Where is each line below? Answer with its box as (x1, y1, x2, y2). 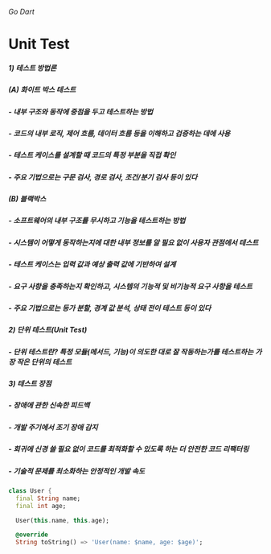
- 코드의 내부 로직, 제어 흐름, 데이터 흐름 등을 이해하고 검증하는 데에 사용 (8, 128, 231, 138)
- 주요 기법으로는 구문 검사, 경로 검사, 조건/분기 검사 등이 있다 (8, 172, 198, 182)
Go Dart (8, 7, 35, 16)
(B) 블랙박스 (8, 194, 47, 204)
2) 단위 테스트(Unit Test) (8, 325, 88, 335)
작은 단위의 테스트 (16, 357, 72, 366)
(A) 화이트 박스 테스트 (8, 85, 76, 95)
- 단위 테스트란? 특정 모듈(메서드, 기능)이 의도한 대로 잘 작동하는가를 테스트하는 (8, 346, 254, 357)
